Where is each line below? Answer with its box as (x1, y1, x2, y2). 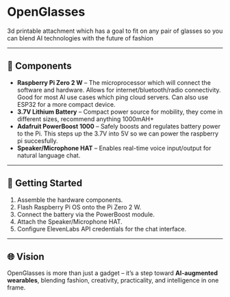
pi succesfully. (16, 136, 58, 144)
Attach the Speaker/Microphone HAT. (16, 217, 123, 226)
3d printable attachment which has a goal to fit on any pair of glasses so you (7, 27, 223, 35)
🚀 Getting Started (7, 177, 83, 189)
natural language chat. (16, 151, 81, 159)
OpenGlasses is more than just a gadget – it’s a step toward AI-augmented (7, 269, 218, 277)
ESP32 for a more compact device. (16, 100, 116, 108)
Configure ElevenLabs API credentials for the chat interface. (16, 224, 187, 233)
